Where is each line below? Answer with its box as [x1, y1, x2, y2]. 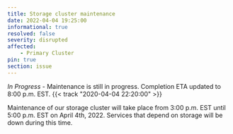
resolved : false [7, 30, 55, 37]
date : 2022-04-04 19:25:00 [7, 17, 87, 24]
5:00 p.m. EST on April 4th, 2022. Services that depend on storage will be [7, 111, 223, 119]
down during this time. [7, 118, 73, 127]
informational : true [7, 23, 69, 30]
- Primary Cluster [20, 50, 74, 57]
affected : [7, 43, 37, 50]
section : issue [7, 63, 52, 70]
